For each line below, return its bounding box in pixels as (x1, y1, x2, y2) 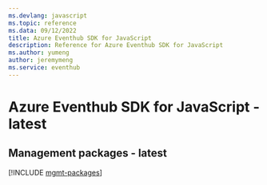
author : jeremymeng (8, 57, 74, 65)
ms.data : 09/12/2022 (8, 26, 78, 34)
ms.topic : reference (8, 19, 78, 27)
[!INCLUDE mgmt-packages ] (8, 167, 102, 177)
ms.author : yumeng (8, 49, 70, 57)
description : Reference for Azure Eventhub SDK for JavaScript (8, 41, 224, 49)
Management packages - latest (8, 147, 168, 160)
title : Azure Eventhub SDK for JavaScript (8, 33, 152, 42)
